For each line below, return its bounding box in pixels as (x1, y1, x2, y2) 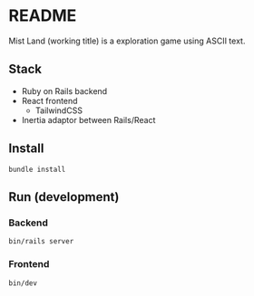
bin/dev (8, 278, 38, 288)
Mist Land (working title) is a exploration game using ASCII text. (8, 35, 246, 46)
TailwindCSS (34, 105, 83, 116)
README (8, 5, 77, 26)
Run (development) (8, 189, 120, 205)
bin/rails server (8, 237, 74, 246)
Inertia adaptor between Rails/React (21, 114, 156, 125)
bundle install (8, 165, 66, 174)
